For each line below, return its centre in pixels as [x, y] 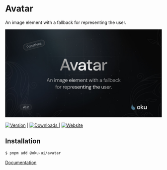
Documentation [21, 163]
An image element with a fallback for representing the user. [66, 22]
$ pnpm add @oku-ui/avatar [33, 153]
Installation [23, 141]
